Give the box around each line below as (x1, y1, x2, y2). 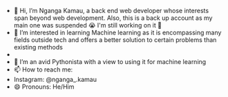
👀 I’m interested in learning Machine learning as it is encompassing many (13, 28, 222, 36)
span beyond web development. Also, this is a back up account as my (13, 14, 213, 22)
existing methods (13, 43, 64, 51)
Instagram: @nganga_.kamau (13, 76, 97, 83)
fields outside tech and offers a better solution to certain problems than (13, 36, 217, 44)
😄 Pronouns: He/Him (13, 83, 75, 91)
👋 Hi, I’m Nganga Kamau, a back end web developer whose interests (13, 7, 209, 14)
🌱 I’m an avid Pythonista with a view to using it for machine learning (13, 58, 207, 65)
